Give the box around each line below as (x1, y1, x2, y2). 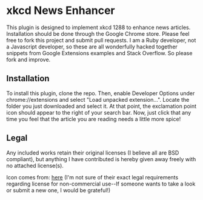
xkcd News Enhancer (6, 4, 115, 18)
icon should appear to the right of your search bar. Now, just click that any (6, 108, 191, 116)
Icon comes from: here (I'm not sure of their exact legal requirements (6, 173, 179, 181)
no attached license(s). (6, 162, 64, 169)
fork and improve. (6, 56, 51, 63)
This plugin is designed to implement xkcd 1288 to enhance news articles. (6, 24, 191, 31)
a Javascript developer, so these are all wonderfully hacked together (6, 43, 178, 50)
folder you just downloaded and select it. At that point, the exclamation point (6, 102, 197, 110)
